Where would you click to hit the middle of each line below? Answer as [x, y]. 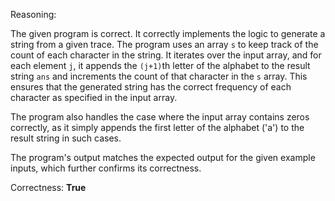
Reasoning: [33, 14]
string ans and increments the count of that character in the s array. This [159, 76]
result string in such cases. [66, 138]
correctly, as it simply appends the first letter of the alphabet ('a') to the [157, 127]
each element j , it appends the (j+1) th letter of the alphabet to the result [160, 65]
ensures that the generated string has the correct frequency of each [151, 87]
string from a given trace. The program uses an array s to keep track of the [164, 44]
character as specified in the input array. [94, 97]
